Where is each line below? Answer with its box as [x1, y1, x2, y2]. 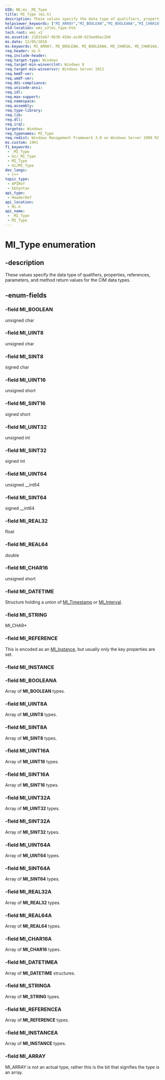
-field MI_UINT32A [5, 794, 51, 801]
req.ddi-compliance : [5, 80, 48, 85]
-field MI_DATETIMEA [5, 959, 58, 966]
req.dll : [5, 117, 23, 122]
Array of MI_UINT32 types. [5, 806, 60, 811]
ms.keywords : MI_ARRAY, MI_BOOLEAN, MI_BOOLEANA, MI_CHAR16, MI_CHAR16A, [5, 44, 160, 49]
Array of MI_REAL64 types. [5, 923, 61, 929]
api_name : [5, 209, 26, 214]
